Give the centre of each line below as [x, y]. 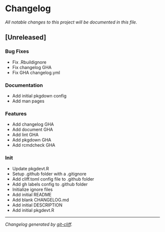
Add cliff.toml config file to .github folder [53, 179]
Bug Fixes [17, 51]
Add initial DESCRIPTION [37, 205]
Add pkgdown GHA [32, 140]
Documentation [24, 85]
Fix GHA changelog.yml [36, 72]
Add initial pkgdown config [39, 95]
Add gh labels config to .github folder [50, 184]
